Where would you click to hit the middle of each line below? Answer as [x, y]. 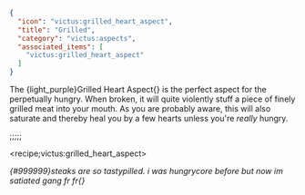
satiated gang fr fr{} [47, 180]
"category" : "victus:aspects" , [77, 38]
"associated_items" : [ [61, 47]
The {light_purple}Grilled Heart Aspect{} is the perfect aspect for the [138, 89]
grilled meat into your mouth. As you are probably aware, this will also [140, 108]
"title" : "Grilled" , [56, 30]
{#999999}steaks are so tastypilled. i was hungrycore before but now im [147, 171]
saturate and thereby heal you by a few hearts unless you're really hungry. [149, 118]
